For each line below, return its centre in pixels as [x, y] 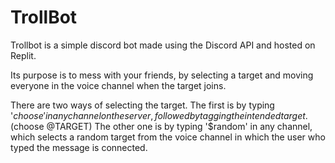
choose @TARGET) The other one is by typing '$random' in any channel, [163, 126]
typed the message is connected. [79, 147]
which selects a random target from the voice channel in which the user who [168, 137]
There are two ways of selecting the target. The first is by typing [142, 105]
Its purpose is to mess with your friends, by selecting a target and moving [162, 75]
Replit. [23, 55]
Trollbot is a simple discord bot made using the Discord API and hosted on [163, 45]
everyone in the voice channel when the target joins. [118, 85]
